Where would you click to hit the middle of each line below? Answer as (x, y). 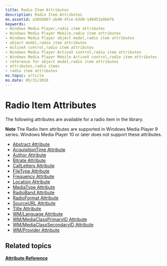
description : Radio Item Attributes (44, 15)
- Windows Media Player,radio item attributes (55, 29)
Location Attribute (31, 182)
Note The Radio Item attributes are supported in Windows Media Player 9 (81, 129)
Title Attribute (27, 208)
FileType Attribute (31, 171)
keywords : (16, 24)
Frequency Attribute (33, 176)
